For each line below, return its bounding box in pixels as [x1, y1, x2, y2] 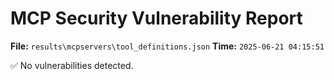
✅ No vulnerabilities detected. [10, 59, 134, 71]
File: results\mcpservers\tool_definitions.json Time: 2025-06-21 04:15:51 [10, 40, 325, 52]
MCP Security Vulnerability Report [10, 7, 303, 30]
